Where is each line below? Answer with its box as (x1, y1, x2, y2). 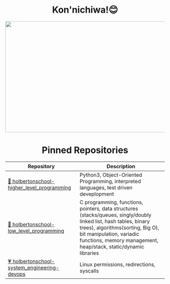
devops (8, 270, 26, 277)
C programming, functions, (79, 199, 143, 206)
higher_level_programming (8, 184, 71, 191)
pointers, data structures (79, 205, 138, 212)
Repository (27, 163, 55, 170)
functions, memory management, (79, 237, 158, 244)
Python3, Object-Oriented (79, 171, 143, 178)
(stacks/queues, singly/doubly (79, 211, 152, 218)
